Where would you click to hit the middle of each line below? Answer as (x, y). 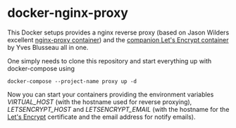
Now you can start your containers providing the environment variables (111, 94)
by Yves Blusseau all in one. (48, 47)
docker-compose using (41, 68)
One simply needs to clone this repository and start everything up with (110, 60)
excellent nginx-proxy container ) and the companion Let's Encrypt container (118, 39)
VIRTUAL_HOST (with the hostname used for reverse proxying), (100, 102)
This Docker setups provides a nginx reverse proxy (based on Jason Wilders (118, 32)
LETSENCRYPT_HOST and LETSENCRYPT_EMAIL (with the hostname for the (118, 109)
